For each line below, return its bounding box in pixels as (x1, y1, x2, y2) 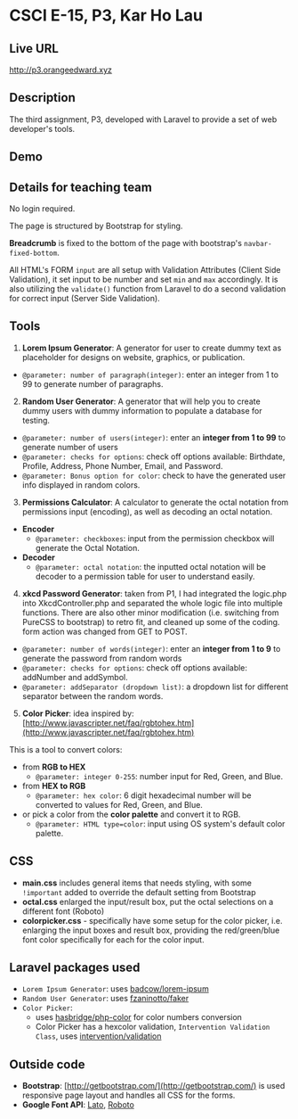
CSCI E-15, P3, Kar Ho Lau (9, 5, 203, 26)
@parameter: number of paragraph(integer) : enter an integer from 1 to (21, 369, 278, 380)
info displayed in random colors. (21, 479, 141, 490)
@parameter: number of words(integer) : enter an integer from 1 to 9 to (21, 643, 281, 654)
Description (9, 90, 76, 105)
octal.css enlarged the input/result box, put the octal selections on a (21, 896, 274, 907)
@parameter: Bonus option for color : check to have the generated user (21, 470, 286, 481)
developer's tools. (9, 123, 76, 134)
